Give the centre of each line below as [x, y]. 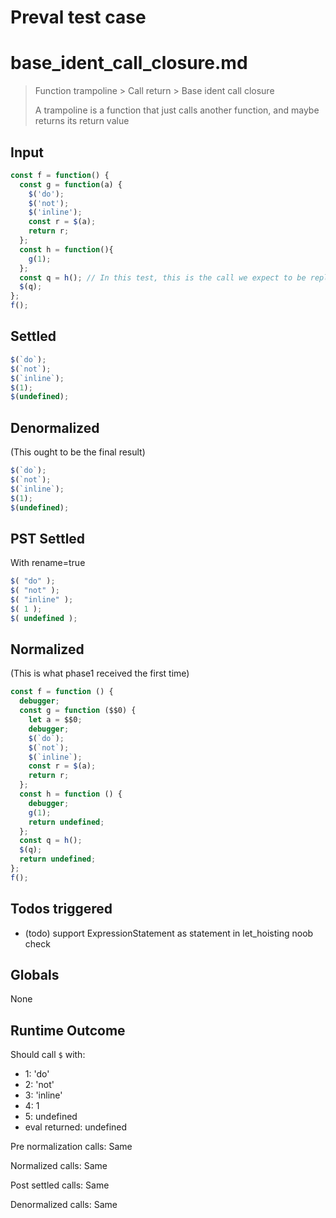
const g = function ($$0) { [78, 711]
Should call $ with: [48, 1055]
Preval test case [78, 17]
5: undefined [51, 1117]
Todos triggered [61, 909]
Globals [35, 975]
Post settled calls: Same [60, 1185]
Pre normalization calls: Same [71, 1147]
